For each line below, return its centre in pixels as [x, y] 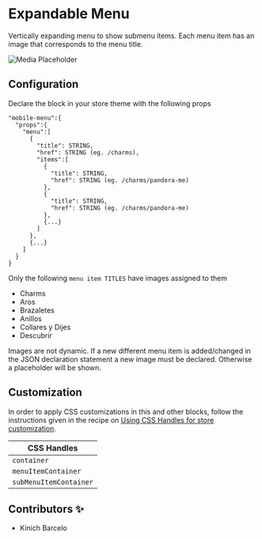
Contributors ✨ [46, 509]
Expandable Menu [69, 14]
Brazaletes [37, 310]
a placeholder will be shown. [55, 367]
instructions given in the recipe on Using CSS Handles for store [111, 419]
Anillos [30, 318]
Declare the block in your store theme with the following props [110, 103]
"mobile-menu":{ [35, 118]
